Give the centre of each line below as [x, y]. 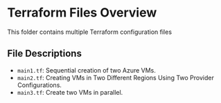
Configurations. [39, 85]
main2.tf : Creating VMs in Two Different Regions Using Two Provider [116, 77]
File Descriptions [44, 54]
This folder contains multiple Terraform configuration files [89, 32]
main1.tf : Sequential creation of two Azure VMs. [86, 70]
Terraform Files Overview [82, 13]
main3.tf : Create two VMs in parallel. [70, 92]
